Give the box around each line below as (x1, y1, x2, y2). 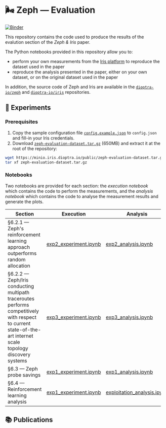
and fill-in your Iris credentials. (12, 135, 75, 141)
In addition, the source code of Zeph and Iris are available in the (5, 83, 135, 90)
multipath (7, 289, 30, 296)
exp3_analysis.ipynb (106, 314, 153, 321)
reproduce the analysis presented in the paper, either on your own (12, 69, 147, 75)
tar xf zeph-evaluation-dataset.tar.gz (5, 160, 87, 165)
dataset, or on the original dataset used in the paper (12, 74, 119, 80)
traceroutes (7, 295, 35, 302)
